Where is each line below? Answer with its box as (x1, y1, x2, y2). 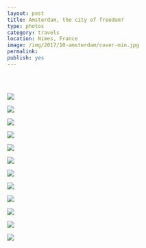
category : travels (7, 29, 60, 36)
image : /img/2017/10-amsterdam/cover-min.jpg (7, 42, 139, 49)
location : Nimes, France (7, 36, 78, 42)
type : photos (7, 23, 45, 29)
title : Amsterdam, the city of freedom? (7, 16, 125, 23)
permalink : (7, 49, 38, 55)
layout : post (7, 10, 45, 17)
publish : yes (7, 55, 45, 61)
